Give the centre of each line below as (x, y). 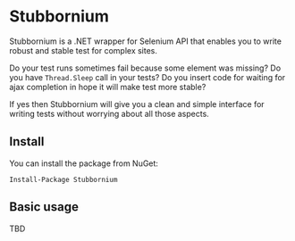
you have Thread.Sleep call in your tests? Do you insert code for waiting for (147, 77)
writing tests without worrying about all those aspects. (110, 113)
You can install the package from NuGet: (84, 163)
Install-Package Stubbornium (63, 179)
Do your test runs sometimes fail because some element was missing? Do (145, 68)
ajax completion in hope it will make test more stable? (108, 87)
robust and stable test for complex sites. (84, 50)
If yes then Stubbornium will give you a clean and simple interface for (137, 104)
